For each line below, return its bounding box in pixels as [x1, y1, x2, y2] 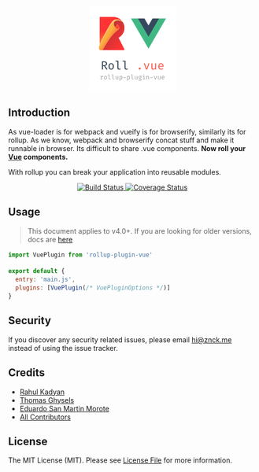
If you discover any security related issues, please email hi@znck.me [8, 334, 232, 345]
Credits [8, 366, 46, 380]
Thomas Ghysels [19, 395, 75, 404]
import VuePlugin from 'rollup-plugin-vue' [8, 251, 154, 259]
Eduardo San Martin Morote [19, 404, 110, 413]
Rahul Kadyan [19, 387, 65, 396]
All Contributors [19, 412, 71, 422]
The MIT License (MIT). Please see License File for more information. [8, 455, 232, 465]
